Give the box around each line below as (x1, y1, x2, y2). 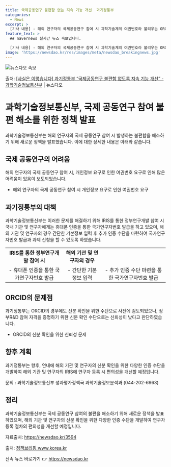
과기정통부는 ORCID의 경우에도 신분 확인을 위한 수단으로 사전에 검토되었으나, (5, 308, 158, 314)
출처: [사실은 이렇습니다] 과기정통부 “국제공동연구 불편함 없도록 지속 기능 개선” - (5, 75, 164, 82)
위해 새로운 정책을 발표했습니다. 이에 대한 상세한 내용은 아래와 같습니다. (10, 138, 152, 144)
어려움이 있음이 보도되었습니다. (5, 176, 67, 182)
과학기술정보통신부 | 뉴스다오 (5, 82, 63, 88)
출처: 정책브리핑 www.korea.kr (5, 445, 67, 451)
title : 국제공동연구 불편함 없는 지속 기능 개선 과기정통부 (5, 7, 114, 13)
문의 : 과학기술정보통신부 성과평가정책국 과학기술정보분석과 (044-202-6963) (5, 379, 159, 385)
